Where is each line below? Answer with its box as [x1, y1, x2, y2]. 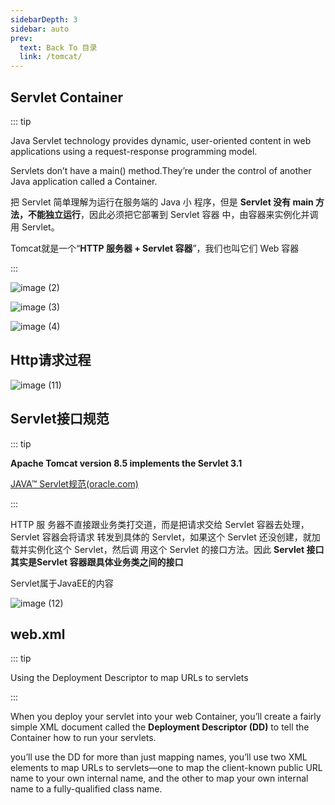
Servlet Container [10, 89, 123, 106]
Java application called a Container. [10, 175, 158, 187]
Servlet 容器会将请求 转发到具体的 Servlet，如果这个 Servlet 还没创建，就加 [10, 531, 321, 543]
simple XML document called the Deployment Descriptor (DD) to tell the [10, 721, 310, 733]
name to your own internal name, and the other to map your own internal [10, 772, 309, 785]
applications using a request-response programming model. [10, 145, 258, 157]
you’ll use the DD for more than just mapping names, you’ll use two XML [10, 751, 308, 763]
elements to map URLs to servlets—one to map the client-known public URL [10, 762, 323, 774]
